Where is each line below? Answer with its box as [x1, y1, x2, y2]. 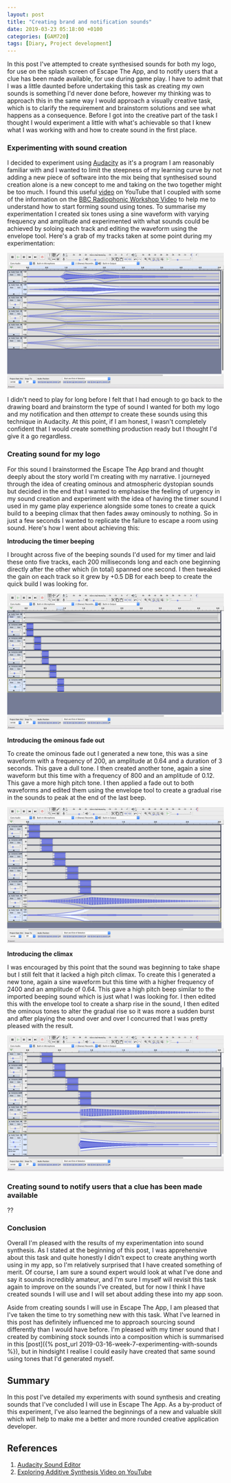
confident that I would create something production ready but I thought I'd [7, 425, 217, 433]
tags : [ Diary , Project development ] [7, 40, 112, 48]
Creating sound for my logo [7, 449, 101, 459]
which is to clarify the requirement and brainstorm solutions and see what [7, 104, 216, 112]
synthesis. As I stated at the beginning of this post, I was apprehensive [7, 1246, 208, 1254]
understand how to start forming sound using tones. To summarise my [7, 203, 206, 211]
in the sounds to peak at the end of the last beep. [7, 793, 146, 801]
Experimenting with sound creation [7, 143, 127, 153]
